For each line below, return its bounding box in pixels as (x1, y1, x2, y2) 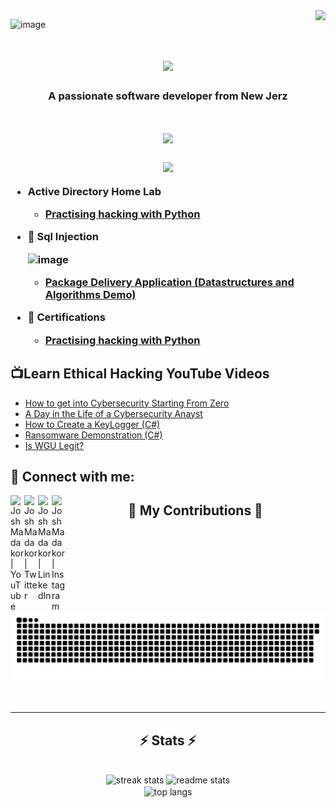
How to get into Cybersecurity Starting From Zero (24, 397, 230, 409)
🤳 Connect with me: (10, 469, 135, 486)
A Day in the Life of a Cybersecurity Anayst (24, 407, 203, 419)
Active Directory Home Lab (27, 184, 162, 198)
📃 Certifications (27, 310, 106, 324)
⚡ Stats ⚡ (139, 732, 197, 749)
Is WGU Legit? (24, 439, 85, 451)
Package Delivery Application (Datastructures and (44, 275, 295, 289)
